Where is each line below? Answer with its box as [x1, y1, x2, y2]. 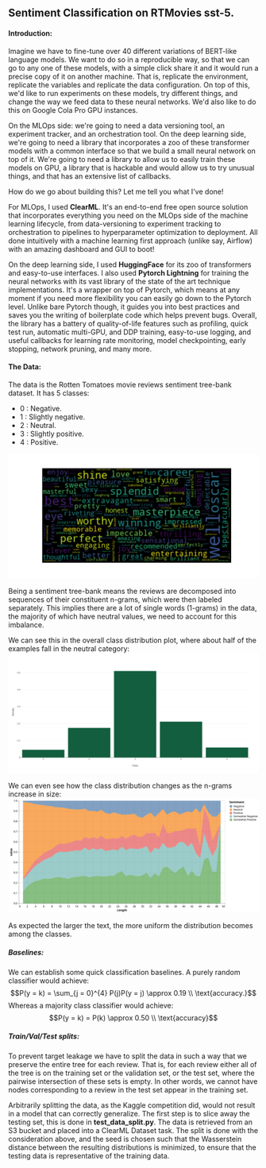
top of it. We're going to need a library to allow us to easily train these [8, 154, 236, 164]
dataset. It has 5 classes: [8, 388, 90, 398]
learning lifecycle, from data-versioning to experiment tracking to [8, 218, 222, 229]
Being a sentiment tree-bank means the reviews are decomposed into [8, 586, 237, 596]
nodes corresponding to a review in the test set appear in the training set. [8, 1085, 249, 1095]
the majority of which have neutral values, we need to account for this [8, 611, 237, 621]
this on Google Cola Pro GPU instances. [8, 105, 138, 114]
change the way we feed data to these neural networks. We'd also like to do [8, 97, 256, 106]
